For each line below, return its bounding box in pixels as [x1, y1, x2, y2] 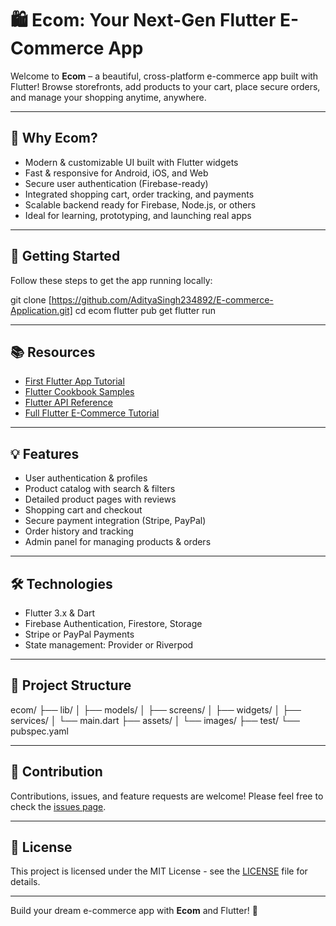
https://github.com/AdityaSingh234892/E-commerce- [51, 293, 274, 306]
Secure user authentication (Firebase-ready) [24, 177, 209, 189]
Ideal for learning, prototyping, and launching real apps [24, 209, 252, 221]
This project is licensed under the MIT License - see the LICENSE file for [10, 865, 308, 877]
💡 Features [10, 445, 80, 462]
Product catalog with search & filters [24, 483, 176, 495]
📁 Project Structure [10, 677, 132, 694]
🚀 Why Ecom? [10, 130, 98, 147]
